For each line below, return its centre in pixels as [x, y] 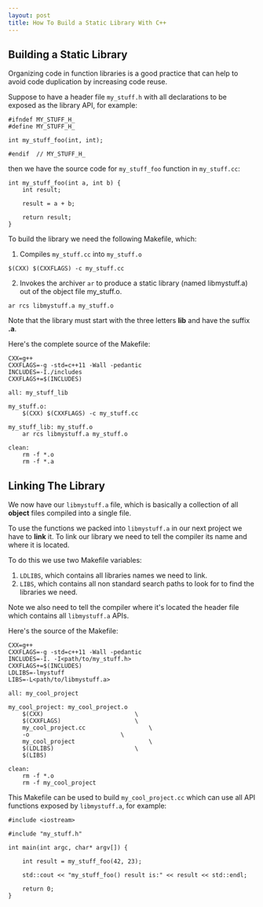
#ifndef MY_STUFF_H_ [42, 120]
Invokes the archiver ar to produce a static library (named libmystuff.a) [134, 283]
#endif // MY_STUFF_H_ [47, 154]
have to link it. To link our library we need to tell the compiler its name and [128, 537]
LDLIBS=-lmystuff [37, 673]
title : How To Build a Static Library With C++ [88, 23]
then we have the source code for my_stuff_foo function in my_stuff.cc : [124, 169]
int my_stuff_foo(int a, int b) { [65, 183]
